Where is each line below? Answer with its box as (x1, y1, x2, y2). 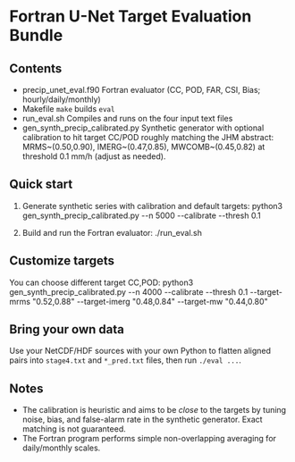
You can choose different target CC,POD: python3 (9, 277, 194, 288)
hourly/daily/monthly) (21, 94, 101, 105)
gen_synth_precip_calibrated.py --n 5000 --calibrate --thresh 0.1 (21, 210, 261, 221)
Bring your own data (9, 322, 125, 337)
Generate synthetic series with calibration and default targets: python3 (21, 200, 283, 211)
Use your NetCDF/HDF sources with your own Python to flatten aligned (9, 346, 271, 357)
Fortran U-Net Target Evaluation (9, 6, 252, 27)
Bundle (9, 25, 63, 46)
